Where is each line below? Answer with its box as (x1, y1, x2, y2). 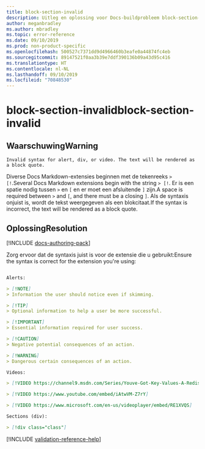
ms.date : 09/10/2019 (6, 37, 59, 43)
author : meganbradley (6, 20, 62, 26)
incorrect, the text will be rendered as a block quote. (6, 205, 138, 213)
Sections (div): (6, 414, 48, 420)
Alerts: (6, 274, 26, 281)
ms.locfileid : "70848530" (6, 77, 72, 83)
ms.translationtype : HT (6, 60, 67, 66)
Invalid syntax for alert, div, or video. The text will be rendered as (6, 157, 195, 163)
